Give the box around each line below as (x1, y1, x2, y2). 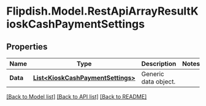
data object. (141, 77, 176, 86)
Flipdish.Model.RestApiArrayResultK (6, 4, 199, 18)
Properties (6, 41, 48, 52)
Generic (141, 70, 164, 78)
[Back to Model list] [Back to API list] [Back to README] (6, 93, 147, 100)
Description (141, 60, 177, 68)
